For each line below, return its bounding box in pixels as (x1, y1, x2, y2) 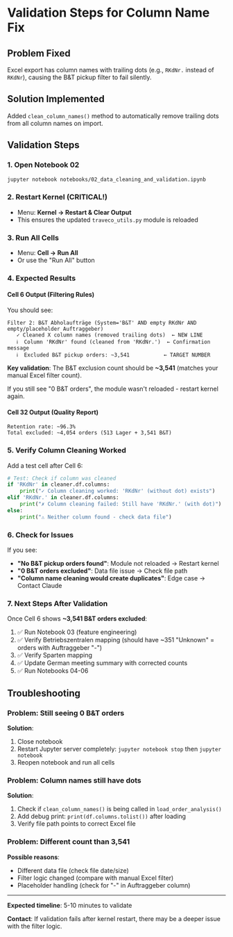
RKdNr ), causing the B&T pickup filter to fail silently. (7, 73, 152, 81)
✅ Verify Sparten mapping (17, 651, 92, 660)
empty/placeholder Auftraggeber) (7, 325, 104, 333)
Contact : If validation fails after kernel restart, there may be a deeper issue (7, 914, 221, 922)
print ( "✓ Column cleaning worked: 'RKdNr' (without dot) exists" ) (19, 488, 216, 495)
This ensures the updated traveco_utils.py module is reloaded (17, 215, 199, 224)
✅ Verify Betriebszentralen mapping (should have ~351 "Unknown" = (17, 636, 215, 644)
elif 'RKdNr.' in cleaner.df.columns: (7, 494, 119, 501)
